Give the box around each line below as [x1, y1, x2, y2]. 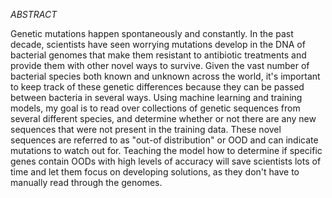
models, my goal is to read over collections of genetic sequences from [10, 102, 301, 114]
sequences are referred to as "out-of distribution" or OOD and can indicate [10, 134, 319, 146]
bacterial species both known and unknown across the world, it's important [10, 70, 321, 82]
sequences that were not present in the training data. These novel [10, 124, 282, 135]
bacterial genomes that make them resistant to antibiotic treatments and [10, 49, 307, 61]
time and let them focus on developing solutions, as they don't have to [10, 166, 300, 178]
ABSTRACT [10, 9, 58, 20]
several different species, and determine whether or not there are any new [10, 113, 317, 124]
